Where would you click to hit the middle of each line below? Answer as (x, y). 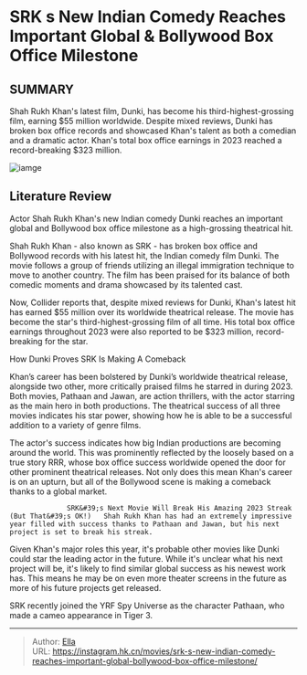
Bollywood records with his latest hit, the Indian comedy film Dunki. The (144, 255)
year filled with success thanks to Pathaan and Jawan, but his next (145, 524)
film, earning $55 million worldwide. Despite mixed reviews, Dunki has (141, 121)
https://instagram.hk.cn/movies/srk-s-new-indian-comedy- (164, 651)
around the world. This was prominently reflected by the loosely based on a (152, 452)
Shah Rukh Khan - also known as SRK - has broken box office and (134, 246)
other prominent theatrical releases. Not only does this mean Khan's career (151, 471)
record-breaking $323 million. (66, 150)
